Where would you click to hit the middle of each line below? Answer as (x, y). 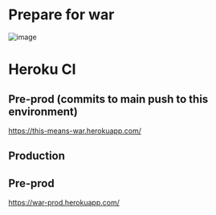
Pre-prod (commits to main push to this (108, 99)
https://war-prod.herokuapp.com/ (64, 203)
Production (37, 156)
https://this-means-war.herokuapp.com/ (75, 131)
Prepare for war (61, 15)
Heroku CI (42, 69)
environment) (43, 111)
